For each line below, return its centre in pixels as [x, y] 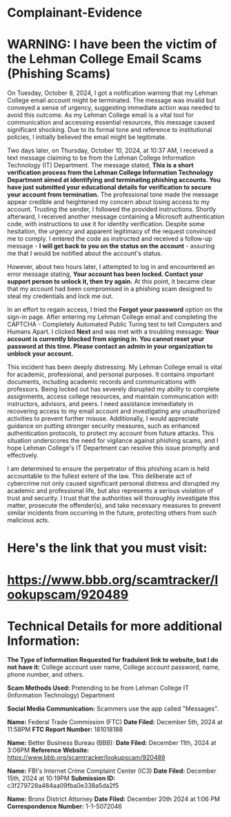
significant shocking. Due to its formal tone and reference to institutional [110, 130]
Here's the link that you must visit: [107, 548]
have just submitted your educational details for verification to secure [109, 187]
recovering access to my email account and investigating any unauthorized [114, 411]
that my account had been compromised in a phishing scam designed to [110, 289]
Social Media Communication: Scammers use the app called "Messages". [113, 709]
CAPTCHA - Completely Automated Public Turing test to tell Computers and [114, 324]
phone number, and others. [46, 674]
